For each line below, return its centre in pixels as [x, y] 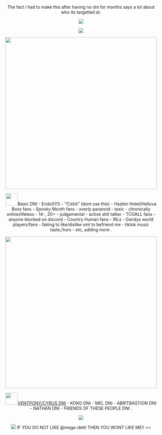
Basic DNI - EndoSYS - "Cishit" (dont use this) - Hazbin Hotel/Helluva [87, 204]
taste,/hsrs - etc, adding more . [81, 230]
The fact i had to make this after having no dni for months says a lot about [81, 7]
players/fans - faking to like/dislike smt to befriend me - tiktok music [81, 225]
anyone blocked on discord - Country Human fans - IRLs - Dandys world [81, 219]
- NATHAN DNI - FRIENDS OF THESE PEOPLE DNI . [81, 408]
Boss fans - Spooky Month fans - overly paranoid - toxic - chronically [81, 209]
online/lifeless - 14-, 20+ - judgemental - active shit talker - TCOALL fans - [81, 214]
